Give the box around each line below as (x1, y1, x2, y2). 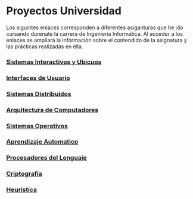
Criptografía (6, 170, 43, 178)
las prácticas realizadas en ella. (6, 43, 83, 50)
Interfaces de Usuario (6, 73, 70, 82)
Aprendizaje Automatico (6, 138, 79, 146)
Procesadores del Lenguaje (6, 154, 88, 162)
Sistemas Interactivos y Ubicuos (6, 58, 102, 66)
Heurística (6, 186, 38, 194)
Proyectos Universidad (6, 4, 122, 18)
